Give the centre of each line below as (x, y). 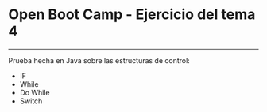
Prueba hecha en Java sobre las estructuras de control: (99, 60)
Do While (35, 92)
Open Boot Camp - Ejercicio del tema (132, 15)
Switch (31, 101)
